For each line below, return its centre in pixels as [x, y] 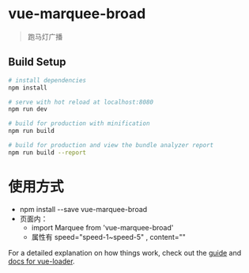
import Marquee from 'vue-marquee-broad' [102, 227]
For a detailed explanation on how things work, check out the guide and [125, 252]
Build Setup [37, 62]
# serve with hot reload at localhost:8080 [81, 102]
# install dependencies [47, 80]
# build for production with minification [79, 123]
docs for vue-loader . [41, 261]
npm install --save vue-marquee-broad [83, 209]
